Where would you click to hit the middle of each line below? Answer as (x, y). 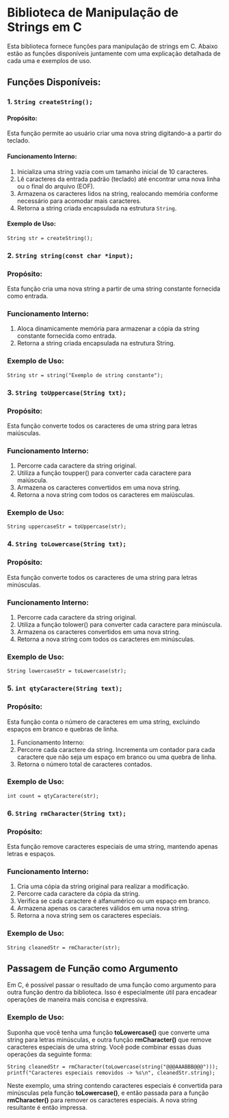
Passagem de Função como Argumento (93, 969)
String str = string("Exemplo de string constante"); (85, 375)
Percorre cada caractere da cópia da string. (78, 894)
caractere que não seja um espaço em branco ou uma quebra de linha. (117, 757)
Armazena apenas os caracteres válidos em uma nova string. (103, 908)
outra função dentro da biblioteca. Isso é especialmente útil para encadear (112, 993)
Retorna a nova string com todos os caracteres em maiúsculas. (106, 495)
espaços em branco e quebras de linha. (63, 729)
